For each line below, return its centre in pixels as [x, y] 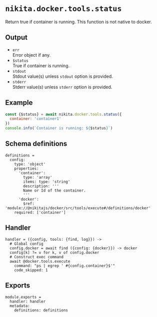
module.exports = [23, 297]
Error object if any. [31, 55]
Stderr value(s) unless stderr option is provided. [62, 87]
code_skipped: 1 [31, 270]
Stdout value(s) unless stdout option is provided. [63, 76]
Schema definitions [36, 144]
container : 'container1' [35, 119]
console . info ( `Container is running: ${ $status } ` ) [59, 128]
